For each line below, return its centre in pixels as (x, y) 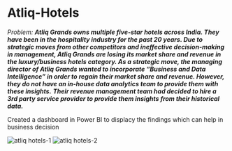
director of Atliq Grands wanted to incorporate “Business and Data (107, 69)
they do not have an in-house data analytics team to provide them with (113, 84)
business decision (33, 127)
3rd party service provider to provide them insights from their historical (114, 98)
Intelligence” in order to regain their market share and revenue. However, (116, 76)
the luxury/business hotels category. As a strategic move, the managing (115, 61)
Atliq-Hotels (43, 13)
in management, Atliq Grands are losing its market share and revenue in (114, 54)
